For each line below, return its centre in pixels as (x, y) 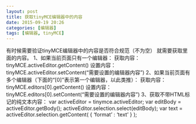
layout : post (22, 11)
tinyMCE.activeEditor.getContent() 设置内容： (61, 66)
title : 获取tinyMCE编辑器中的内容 (44, 17)
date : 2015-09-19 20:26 (35, 22)
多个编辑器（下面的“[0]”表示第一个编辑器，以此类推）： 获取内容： (86, 80)
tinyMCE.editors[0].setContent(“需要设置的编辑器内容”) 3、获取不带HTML (96, 95)
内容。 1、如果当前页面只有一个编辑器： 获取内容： (78, 58)
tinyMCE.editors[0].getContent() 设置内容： (59, 87)
